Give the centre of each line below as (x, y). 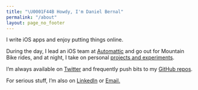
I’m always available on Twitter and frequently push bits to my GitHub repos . (100, 69)
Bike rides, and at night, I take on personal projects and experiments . (90, 58)
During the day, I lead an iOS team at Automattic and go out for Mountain (95, 51)
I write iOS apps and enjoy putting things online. (65, 40)
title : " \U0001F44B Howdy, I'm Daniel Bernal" (65, 12)
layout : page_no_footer (36, 23)
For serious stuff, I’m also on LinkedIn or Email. (63, 80)
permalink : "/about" (32, 17)
